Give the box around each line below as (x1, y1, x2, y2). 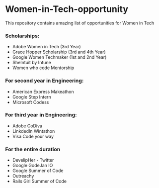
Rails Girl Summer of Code (12, 178, 67, 185)
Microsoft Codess (12, 99, 49, 105)
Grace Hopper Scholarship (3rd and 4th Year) (12, 49, 106, 55)
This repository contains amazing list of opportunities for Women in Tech (5, 20, 155, 26)
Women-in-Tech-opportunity (5, 3, 128, 15)
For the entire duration (5, 146, 61, 153)
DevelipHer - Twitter (12, 157, 54, 163)
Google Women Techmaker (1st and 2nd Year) (12, 54, 107, 60)
